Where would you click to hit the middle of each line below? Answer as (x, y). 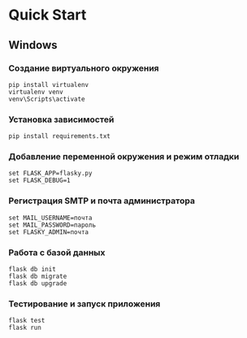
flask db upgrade (38, 284)
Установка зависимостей (61, 119)
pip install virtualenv (49, 84)
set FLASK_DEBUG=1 (39, 180)
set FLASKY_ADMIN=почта (49, 232)
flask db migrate (38, 277)
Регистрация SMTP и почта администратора (102, 201)
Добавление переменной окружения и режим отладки (124, 157)
